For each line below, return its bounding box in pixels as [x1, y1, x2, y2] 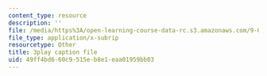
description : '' [8, 19, 62, 27]
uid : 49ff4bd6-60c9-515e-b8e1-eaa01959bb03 [8, 56, 155, 64]
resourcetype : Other [8, 41, 77, 49]
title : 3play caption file [8, 48, 98, 56]
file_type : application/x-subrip [8, 33, 119, 42]
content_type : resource [8, 11, 87, 20]
